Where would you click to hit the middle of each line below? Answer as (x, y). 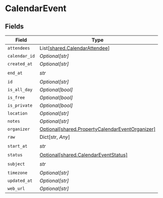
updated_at (20, 181)
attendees (19, 48)
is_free (16, 98)
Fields (15, 26)
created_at (20, 64)
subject (16, 164)
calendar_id (21, 56)
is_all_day (20, 90)
